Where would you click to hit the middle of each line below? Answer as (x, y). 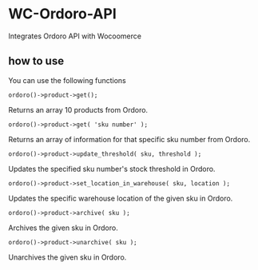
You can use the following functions (67, 80)
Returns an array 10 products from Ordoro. (78, 109)
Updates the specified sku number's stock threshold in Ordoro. (112, 169)
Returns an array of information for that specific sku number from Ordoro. (129, 139)
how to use (36, 61)
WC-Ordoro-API (63, 14)
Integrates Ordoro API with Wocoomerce (75, 36)
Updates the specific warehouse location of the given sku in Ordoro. (121, 198)
